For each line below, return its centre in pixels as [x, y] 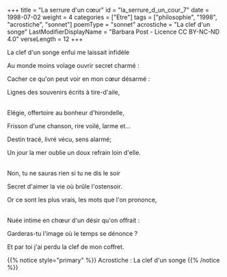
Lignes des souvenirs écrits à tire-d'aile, [64, 92]
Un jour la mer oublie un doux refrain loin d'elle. [74, 153]
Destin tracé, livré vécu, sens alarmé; [59, 139]
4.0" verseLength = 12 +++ [45, 39]
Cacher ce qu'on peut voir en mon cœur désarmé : [79, 79]
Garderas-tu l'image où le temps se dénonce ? [72, 233]
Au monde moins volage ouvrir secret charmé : [73, 65]
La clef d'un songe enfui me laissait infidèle [68, 52]
